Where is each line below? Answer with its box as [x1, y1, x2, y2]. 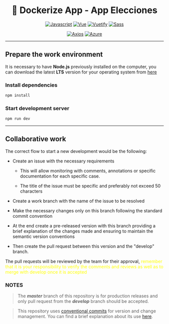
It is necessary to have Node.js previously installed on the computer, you [5, 63, 157, 69]
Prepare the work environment [5, 50, 103, 59]
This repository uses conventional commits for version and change [17, 308, 156, 314]
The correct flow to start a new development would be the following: [5, 148, 147, 154]
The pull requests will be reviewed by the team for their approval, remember [5, 258, 162, 264]
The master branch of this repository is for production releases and [17, 293, 158, 299]
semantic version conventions [12, 233, 75, 239]
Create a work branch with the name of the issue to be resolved [12, 198, 145, 204]
